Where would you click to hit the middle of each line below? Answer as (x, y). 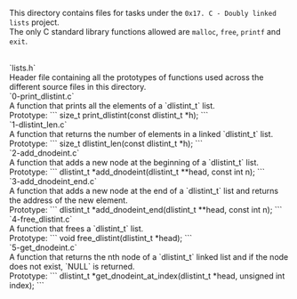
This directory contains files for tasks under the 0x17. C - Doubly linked (143, 13)
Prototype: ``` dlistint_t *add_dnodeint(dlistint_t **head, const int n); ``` (137, 172)
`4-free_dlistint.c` (41, 219)
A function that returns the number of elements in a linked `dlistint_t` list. (141, 134)
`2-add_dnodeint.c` (44, 153)
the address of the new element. (68, 200)
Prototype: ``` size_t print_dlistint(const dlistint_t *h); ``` (109, 115)
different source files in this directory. (78, 87)
